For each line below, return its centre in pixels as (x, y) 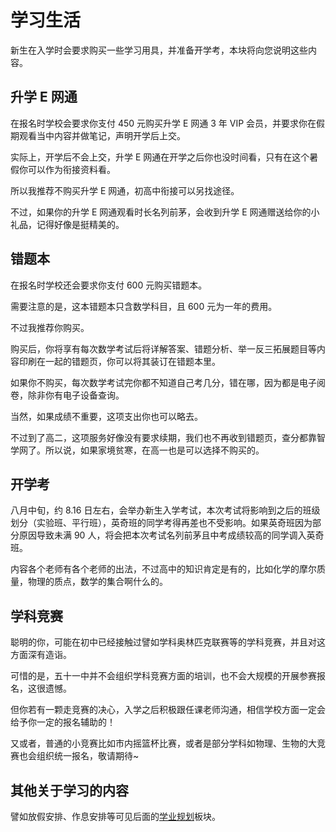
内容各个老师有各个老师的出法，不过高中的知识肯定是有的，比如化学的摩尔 (163, 569)
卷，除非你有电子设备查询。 (67, 395)
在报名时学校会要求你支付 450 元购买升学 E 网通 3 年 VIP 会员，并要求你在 (163, 123)
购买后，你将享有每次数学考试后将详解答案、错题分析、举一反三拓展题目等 (163, 348)
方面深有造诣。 (41, 655)
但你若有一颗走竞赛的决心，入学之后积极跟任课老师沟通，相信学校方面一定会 (168, 710)
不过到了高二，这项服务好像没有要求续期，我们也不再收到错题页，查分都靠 (163, 437)
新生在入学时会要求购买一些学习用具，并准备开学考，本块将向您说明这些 (159, 50)
